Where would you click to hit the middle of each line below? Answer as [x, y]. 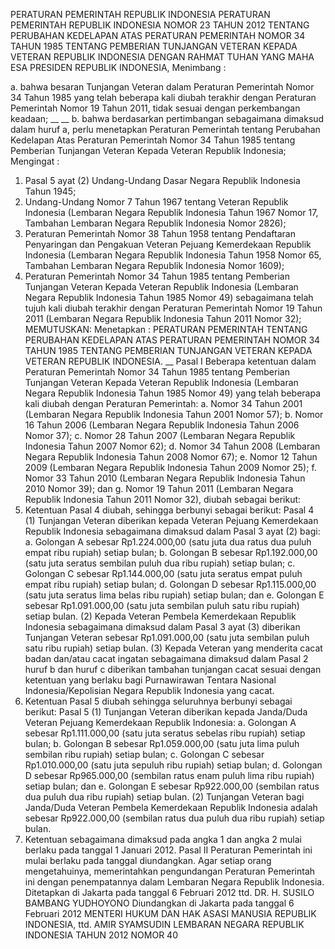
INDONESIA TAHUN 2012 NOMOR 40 [101, 935]
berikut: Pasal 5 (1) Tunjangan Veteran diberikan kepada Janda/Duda [166, 712]
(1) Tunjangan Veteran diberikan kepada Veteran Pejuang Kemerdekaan [171, 520]
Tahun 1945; [50, 191]
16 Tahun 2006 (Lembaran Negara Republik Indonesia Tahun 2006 [162, 425]
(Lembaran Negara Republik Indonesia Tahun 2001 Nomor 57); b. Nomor [174, 414]
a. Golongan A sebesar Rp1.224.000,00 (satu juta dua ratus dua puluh [168, 542]
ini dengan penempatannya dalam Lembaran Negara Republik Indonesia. [174, 882]
